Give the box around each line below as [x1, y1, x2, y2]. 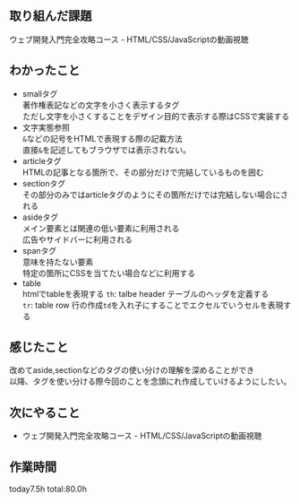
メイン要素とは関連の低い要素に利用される [21, 222, 180, 233]
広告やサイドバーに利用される [21, 234, 133, 245]
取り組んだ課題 [9, 8, 92, 24]
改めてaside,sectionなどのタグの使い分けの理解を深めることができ [9, 365, 255, 376]
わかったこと [9, 63, 81, 78]
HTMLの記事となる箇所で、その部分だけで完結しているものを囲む [21, 167, 264, 178]
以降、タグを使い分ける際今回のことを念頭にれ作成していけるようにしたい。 [9, 376, 292, 387]
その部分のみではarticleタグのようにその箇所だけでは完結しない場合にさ [21, 189, 289, 200]
